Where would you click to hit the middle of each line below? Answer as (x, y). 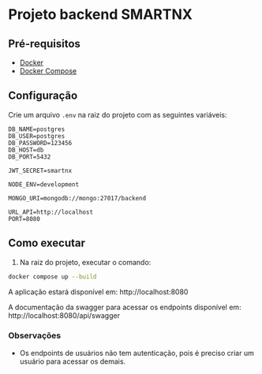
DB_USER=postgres (37, 136)
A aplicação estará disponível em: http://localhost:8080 (98, 292)
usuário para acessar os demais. (73, 361)
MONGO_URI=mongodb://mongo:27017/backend (77, 198)
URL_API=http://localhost (51, 212)
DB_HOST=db (26, 150)
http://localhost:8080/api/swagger (64, 315)
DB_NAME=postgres (37, 129)
